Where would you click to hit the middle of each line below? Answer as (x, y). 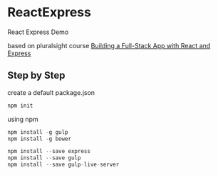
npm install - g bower (40, 139)
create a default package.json (51, 92)
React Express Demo (38, 32)
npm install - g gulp (38, 132)
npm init (20, 106)
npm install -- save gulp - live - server (63, 165)
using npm (23, 119)
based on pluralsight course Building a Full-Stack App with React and (109, 45)
